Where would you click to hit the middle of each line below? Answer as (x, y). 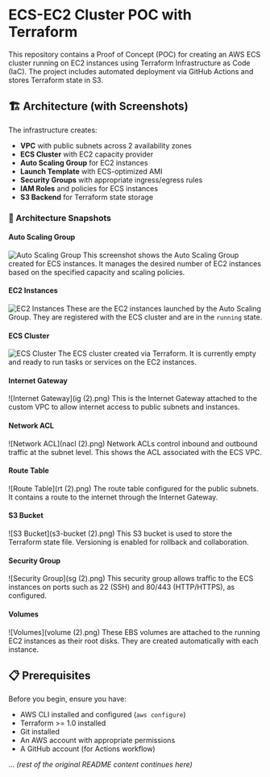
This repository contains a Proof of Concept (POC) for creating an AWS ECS (135, 54)
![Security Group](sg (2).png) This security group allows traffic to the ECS (131, 579)
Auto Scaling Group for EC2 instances (84, 162)
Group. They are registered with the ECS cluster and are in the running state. (135, 317)
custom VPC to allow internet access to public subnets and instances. (124, 407)
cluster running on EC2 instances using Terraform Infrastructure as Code (130, 63)
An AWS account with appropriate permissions (98, 741)
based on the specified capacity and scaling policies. (97, 272)
